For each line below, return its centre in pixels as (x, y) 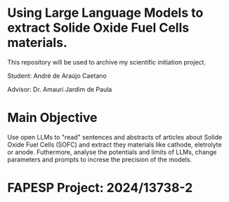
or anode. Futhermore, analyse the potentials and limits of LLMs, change (112, 151)
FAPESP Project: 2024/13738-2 (100, 188)
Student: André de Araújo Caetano (57, 76)
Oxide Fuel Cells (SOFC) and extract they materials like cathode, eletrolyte (115, 144)
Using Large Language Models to (105, 13)
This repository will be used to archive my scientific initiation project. (106, 62)
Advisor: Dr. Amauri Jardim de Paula (60, 89)
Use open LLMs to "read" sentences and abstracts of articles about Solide (115, 137)
